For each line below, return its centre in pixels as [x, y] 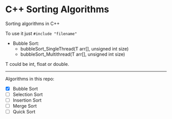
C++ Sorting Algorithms [57, 9]
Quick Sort [24, 112]
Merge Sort [25, 106]
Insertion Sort [27, 100]
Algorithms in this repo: [30, 79]
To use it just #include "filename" [41, 33]
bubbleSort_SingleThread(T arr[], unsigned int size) [74, 49]
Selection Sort [28, 94]
